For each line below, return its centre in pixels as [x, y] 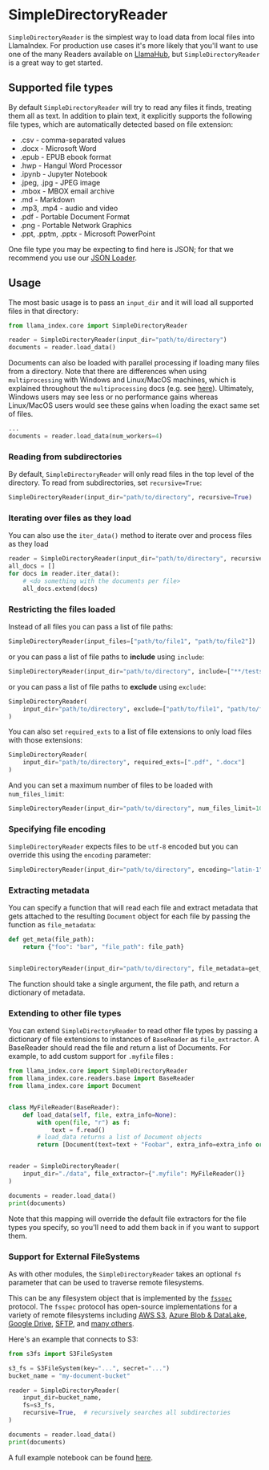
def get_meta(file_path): [51, 940]
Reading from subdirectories [65, 457]
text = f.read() [78, 1130]
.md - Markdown [47, 199]
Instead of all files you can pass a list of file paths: [91, 627]
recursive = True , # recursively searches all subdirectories [126, 1413]
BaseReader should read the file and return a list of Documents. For [119, 1048]
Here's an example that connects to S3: [73, 1339]
